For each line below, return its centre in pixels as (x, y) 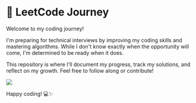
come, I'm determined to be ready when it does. (65, 52)
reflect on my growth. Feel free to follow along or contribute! (80, 70)
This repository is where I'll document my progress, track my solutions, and (98, 64)
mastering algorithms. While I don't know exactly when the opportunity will (97, 46)
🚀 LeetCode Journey (58, 12)
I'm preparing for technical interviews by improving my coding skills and (94, 40)
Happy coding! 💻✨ (30, 93)
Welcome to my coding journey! (45, 29)
